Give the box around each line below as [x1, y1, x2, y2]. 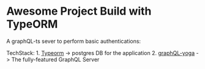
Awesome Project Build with [6, 4, 152, 18]
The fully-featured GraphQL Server [11, 56, 100, 63]
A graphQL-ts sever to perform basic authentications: [6, 37, 141, 45]
